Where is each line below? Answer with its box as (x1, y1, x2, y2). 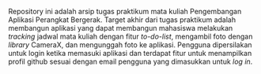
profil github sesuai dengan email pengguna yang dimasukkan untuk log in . (8, 57, 253, 66)
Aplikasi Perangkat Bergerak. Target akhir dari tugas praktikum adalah (8, 15, 236, 24)
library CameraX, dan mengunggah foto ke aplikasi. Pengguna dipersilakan (8, 40, 252, 50)
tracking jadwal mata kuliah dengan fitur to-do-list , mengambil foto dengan (8, 31, 253, 41)
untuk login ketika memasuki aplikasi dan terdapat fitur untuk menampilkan (8, 49, 252, 57)
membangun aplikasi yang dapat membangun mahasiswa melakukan (8, 24, 233, 32)
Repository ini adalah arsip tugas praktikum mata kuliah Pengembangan (8, 7, 242, 16)
